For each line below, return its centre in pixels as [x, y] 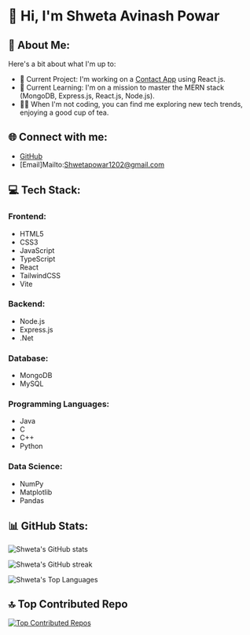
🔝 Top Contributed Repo [68, 604]
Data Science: [35, 467]
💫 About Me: [39, 45]
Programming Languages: [59, 404]
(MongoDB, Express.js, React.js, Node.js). [87, 96]
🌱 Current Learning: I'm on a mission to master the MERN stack [122, 87]
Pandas [32, 500]
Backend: [27, 304]
